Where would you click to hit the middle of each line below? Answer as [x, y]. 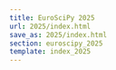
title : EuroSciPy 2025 [52, 18]
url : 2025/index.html [50, 26]
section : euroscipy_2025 [56, 43]
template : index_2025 [50, 52]
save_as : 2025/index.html [58, 35]
